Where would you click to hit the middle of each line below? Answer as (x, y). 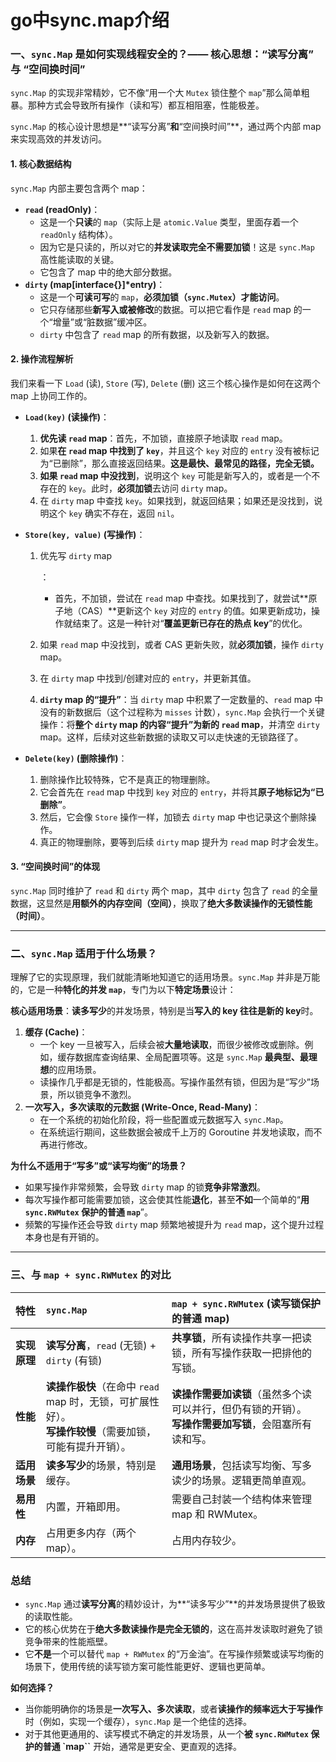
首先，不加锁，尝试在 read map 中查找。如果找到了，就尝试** (181, 598)
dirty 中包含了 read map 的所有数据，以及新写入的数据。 (157, 334)
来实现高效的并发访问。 (58, 139)
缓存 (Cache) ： (56, 1032)
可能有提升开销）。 (88, 1446)
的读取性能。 (51, 1616)
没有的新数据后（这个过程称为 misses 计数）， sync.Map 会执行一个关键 (182, 712)
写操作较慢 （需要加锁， (101, 1431)
